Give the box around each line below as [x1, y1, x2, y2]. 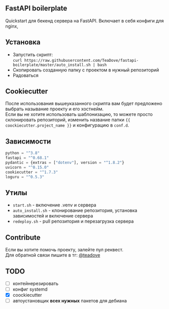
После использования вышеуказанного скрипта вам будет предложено [5, 101, 162, 107]
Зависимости [5, 137, 51, 146]
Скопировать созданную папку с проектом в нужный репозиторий [12, 66, 159, 73]
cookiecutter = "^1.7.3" [5, 170, 58, 175]
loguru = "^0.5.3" [5, 174, 44, 179]
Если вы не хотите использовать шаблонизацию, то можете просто [5, 111, 153, 117]
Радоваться [12, 72, 39, 78]
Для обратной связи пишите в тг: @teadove [5, 252, 101, 258]
